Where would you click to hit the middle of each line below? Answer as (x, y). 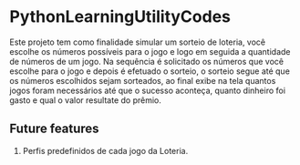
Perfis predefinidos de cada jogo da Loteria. (105, 150)
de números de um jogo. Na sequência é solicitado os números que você (147, 61)
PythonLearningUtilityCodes (120, 17)
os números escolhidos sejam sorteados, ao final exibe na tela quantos (143, 80)
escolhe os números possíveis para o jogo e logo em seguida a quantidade (150, 51)
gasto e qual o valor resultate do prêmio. (86, 100)
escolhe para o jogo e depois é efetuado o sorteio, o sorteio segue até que (150, 71)
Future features (54, 129)
